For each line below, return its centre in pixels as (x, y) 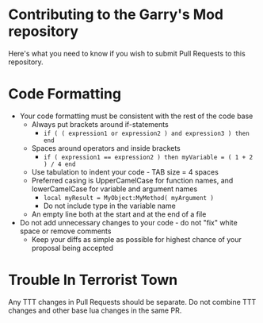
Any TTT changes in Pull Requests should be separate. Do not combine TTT (132, 302)
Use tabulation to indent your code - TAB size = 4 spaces (125, 171)
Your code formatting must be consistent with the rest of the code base (136, 116)
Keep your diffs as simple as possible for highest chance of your (136, 239)
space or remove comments (65, 231)
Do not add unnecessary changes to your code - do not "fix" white (128, 222)
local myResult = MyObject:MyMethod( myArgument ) (129, 198)
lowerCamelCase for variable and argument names (114, 189)
